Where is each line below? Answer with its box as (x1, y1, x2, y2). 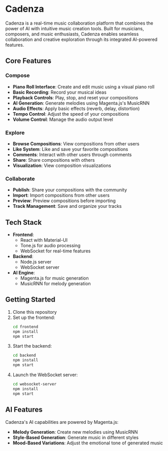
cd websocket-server (12, 382, 57, 387)
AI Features (5, 405, 43, 414)
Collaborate (5, 175, 35, 182)
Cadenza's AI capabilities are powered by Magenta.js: (5, 419, 119, 425)
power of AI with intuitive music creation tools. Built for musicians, (5, 25, 144, 31)
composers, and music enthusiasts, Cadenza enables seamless (5, 31, 139, 37)
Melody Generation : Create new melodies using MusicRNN (12, 428, 138, 435)
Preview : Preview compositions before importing (12, 198, 116, 204)
